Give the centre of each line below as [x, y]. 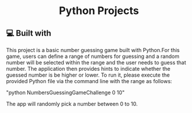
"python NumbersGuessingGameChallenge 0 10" [65, 93]
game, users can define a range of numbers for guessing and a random [93, 56]
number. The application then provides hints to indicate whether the [88, 69]
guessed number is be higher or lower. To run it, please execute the [88, 75]
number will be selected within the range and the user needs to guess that [96, 62]
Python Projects [99, 11]
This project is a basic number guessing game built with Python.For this [93, 50]
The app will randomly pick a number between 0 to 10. [72, 104]
